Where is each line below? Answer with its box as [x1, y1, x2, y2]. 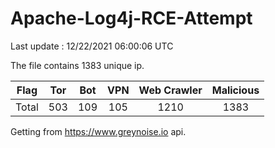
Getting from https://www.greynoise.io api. [10, 125, 187, 137]
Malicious [211, 83, 260, 97]
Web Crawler [138, 83, 203, 97]
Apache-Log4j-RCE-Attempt [10, 7, 253, 30]
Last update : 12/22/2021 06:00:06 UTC [10, 40, 174, 52]
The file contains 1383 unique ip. [10, 59, 145, 71]
